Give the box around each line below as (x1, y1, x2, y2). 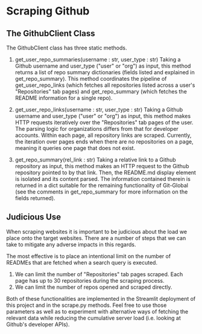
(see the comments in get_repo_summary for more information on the (14, 188, 188, 195)
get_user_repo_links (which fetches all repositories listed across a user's (14, 81, 195, 89)
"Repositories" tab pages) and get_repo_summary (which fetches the (14, 88, 187, 95)
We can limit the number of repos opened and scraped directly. (14, 283, 172, 291)
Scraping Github (6, 4, 90, 18)
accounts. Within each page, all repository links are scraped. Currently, (14, 131, 192, 139)
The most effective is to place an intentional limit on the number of (6, 252, 171, 260)
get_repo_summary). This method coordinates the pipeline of (14, 75, 167, 82)
